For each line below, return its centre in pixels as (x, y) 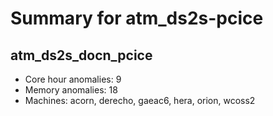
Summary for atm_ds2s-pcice (137, 18)
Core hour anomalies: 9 (73, 79)
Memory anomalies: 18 (71, 90)
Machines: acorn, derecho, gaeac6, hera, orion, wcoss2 (140, 100)
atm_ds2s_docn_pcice (81, 55)
